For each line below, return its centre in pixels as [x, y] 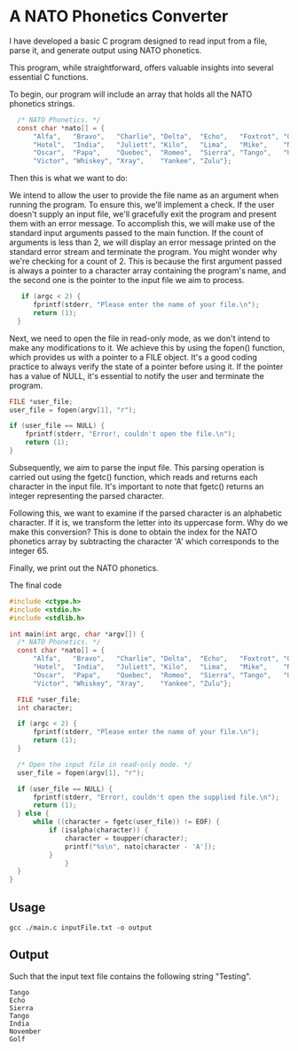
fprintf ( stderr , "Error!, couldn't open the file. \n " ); [131, 434]
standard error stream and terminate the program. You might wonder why [143, 252]
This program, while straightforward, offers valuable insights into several [141, 67]
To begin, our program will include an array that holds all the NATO [131, 94]
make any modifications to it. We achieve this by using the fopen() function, [147, 347]
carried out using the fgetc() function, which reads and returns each [134, 477]
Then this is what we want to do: [69, 178]
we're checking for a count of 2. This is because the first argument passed [145, 261]
